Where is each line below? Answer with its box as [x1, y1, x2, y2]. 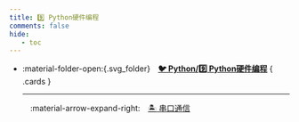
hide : [9, 29, 29, 38]
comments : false [9, 21, 69, 30]
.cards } [21, 77, 52, 87]
